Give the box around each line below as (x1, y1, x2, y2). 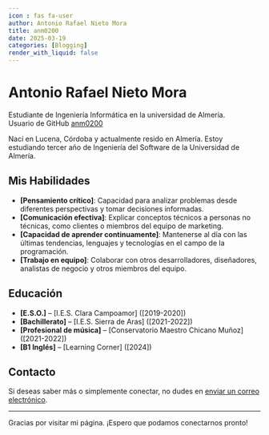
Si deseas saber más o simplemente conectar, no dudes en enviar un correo (8, 386, 260, 397)
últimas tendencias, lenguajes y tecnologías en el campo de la (19, 238, 225, 248)
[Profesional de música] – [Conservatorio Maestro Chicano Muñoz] (19, 325, 244, 335)
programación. (19, 246, 69, 256)
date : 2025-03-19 (8, 34, 66, 42)
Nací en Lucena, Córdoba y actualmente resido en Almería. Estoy (8, 134, 223, 143)
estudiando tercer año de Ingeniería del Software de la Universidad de (8, 142, 240, 152)
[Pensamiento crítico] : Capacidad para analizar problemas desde (19, 195, 238, 205)
